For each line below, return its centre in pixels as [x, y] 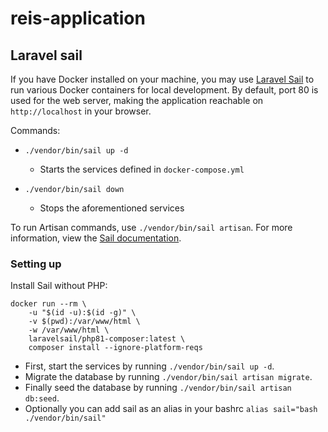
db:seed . [42, 398]
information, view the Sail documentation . [96, 238]
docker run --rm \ [48, 304]
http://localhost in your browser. [81, 111]
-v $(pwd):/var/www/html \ [84, 322]
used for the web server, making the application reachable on [137, 100]
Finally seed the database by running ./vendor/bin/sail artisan [158, 388]
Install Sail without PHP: [59, 286]
